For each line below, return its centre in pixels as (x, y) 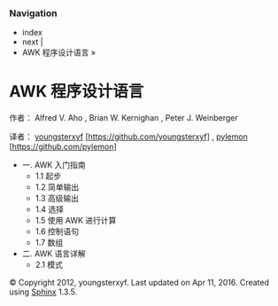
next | (33, 42)
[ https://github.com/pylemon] (63, 147)
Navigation (33, 13)
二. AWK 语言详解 (54, 254)
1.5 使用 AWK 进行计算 (76, 221)
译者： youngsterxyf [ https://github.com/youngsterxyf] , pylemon (128, 137)
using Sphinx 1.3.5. (43, 292)
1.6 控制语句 (57, 231)
